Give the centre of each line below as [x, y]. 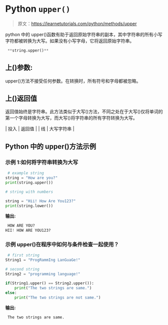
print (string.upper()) [29, 182]
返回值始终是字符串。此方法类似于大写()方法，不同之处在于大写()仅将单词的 [84, 112]
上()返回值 [21, 99]
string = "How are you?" [31, 178]
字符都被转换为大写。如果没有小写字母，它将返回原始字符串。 [70, 41]
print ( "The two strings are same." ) [53, 288]
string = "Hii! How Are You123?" [41, 201]
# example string [26, 173]
